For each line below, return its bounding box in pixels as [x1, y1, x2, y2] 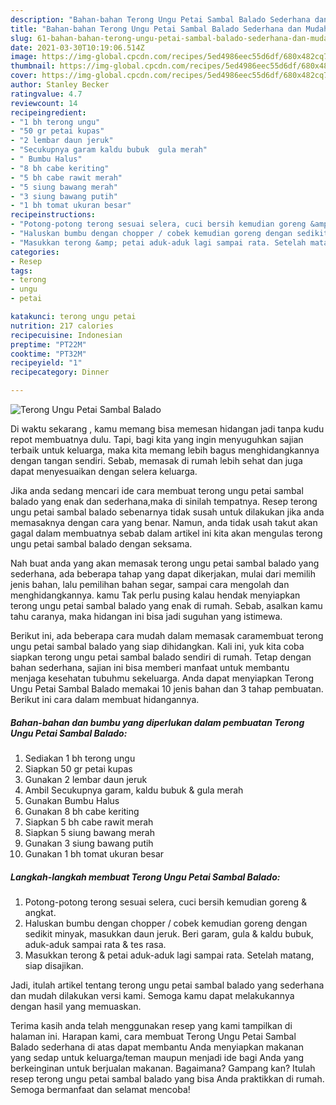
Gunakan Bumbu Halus [24, 794, 120, 806]
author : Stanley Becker [10, 80, 110, 90]
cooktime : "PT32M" [10, 349, 87, 359]
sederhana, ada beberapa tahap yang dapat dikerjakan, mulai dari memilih [10, 568, 316, 580]
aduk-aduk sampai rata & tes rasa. [24, 938, 167, 950]
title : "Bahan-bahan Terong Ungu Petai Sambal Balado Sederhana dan [10, 24, 302, 34]
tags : [10, 266, 33, 276]
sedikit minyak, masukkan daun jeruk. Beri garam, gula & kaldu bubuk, [24, 927, 314, 940]
